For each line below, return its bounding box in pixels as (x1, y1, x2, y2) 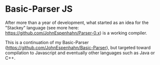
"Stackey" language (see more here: (5, 24, 79, 30)
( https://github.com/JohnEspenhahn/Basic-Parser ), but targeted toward (5, 44, 151, 50)
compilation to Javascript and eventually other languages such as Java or (5, 50, 155, 56)
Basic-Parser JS (5, 3, 73, 15)
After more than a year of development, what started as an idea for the (5, 20, 149, 25)
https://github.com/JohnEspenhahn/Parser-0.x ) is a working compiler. (5, 30, 147, 36)
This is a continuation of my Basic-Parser (5, 39, 89, 45)
